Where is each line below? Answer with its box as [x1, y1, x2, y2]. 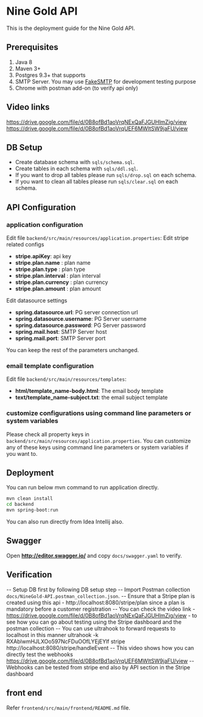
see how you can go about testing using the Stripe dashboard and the [6, 618, 182, 625]
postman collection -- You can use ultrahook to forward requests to [6, 624, 176, 632]
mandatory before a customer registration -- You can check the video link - [6, 605, 196, 613]
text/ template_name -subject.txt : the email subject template [15, 394, 168, 401]
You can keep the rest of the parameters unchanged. [6, 347, 139, 354]
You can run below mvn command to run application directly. [6, 484, 159, 491]
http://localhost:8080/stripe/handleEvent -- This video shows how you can [6, 644, 194, 651]
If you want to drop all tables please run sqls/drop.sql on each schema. [15, 171, 197, 179]
